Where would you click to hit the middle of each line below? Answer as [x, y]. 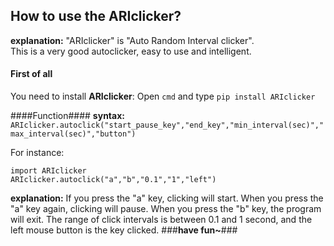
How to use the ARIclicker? [96, 16]
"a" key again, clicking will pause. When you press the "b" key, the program [166, 209]
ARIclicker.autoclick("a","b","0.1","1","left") [113, 180]
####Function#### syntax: [67, 116]
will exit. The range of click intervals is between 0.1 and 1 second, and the [161, 220]
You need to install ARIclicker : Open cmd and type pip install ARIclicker [163, 96]
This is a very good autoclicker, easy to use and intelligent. [131, 51]
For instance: [37, 153]
